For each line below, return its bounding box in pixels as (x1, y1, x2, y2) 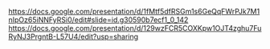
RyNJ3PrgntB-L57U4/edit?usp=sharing (8, 32, 139, 41)
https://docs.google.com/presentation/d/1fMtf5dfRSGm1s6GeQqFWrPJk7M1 (8, 7, 260, 16)
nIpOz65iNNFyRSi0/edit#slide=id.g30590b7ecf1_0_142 (8, 15, 189, 24)
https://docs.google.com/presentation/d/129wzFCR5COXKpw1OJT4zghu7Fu (8, 24, 262, 32)
